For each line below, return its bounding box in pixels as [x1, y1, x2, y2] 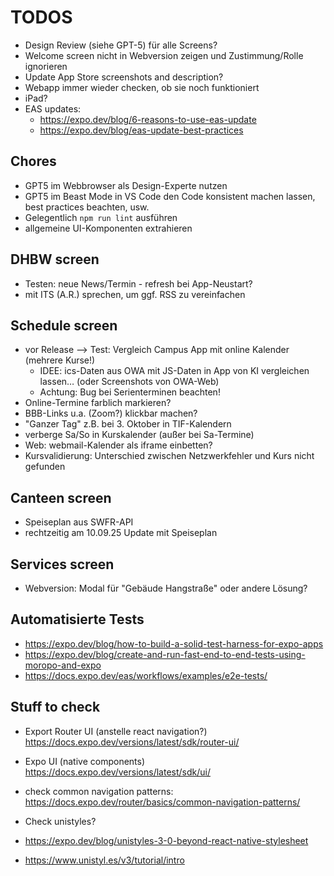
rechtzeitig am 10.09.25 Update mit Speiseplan [24, 527, 218, 539]
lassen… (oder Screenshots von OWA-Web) [39, 376, 220, 388]
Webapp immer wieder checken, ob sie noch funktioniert [24, 81, 260, 93]
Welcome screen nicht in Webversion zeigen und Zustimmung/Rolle [24, 49, 304, 61]
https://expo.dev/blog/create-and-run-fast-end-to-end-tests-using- [24, 648, 306, 660]
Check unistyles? [24, 815, 97, 827]
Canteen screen [10, 489, 112, 506]
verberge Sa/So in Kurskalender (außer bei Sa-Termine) [24, 429, 255, 441]
